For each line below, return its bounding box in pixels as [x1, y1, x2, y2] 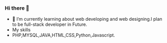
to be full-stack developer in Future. [12, 21, 87, 27]
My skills [12, 27, 31, 33]
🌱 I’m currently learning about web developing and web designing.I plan [12, 16, 163, 22]
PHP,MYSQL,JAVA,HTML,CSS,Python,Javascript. [12, 32, 115, 38]
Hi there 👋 [5, 5, 30, 12]
